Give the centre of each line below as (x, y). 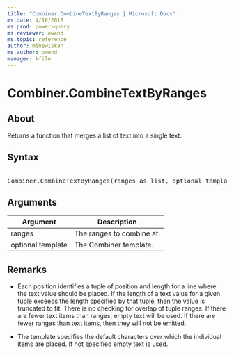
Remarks (27, 269)
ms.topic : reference (37, 40)
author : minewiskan (36, 46)
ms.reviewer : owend (36, 33)
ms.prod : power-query (39, 26)
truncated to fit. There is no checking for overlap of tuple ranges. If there (122, 308)
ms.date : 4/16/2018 (36, 20)
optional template (39, 245)
